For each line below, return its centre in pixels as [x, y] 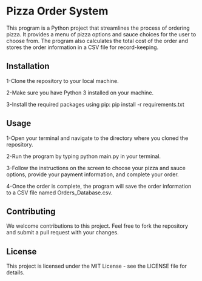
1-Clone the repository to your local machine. [63, 81]
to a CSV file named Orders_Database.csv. [59, 193]
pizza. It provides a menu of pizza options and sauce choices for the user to [101, 34]
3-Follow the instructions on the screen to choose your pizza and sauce [96, 168]
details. [15, 273]
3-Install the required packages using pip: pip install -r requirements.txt [96, 104]
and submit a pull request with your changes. [63, 233]
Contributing [31, 211]
